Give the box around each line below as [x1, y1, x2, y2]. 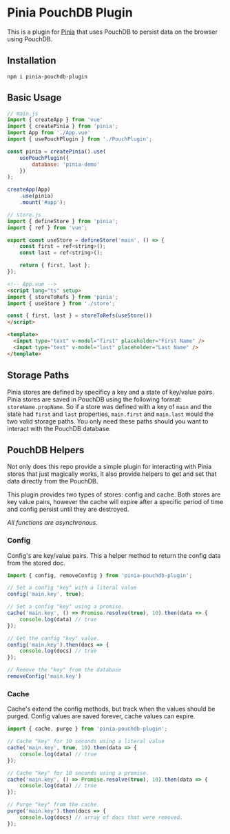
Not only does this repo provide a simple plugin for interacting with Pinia [7, 463, 212, 471]
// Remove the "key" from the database [7, 667, 122, 674]
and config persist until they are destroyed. [7, 505, 129, 514]
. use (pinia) [19, 193, 54, 200]
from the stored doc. [7, 559, 65, 567]
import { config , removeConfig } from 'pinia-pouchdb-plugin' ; [7, 572, 193, 579]
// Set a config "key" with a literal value [7, 584, 137, 592]
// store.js [7, 211, 41, 218]
